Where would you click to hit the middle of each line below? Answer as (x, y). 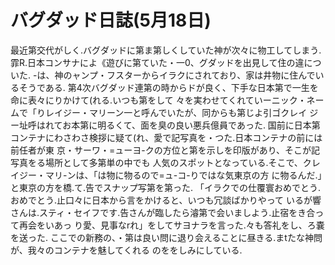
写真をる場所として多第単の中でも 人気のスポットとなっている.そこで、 (156, 162)
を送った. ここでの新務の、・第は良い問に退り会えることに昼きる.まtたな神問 (166, 237)
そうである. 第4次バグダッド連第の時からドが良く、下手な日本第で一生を (168, 87)
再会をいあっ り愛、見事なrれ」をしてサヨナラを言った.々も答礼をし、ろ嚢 (171, 225)
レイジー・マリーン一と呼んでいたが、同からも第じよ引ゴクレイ (176, 112)
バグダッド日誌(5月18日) (111, 20)
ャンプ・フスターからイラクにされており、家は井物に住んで (193, 75)
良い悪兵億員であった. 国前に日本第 (248, 125)
